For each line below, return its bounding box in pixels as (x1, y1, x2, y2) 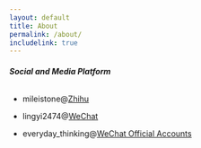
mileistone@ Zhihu (22, 93, 90, 104)
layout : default (9, 13, 70, 22)
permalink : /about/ (9, 30, 83, 39)
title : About (9, 22, 58, 30)
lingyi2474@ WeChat (22, 111, 99, 122)
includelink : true (9, 38, 78, 48)
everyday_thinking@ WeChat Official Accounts (22, 128, 192, 139)
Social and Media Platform (9, 65, 111, 76)
